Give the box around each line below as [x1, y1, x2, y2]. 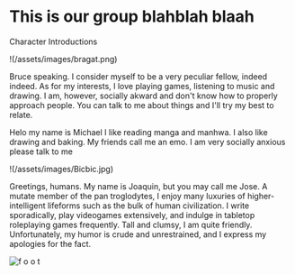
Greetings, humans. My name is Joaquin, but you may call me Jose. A [9, 180, 268, 191]
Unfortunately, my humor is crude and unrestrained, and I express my [9, 228, 267, 240]
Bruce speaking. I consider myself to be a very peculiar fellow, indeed [9, 70, 268, 82]
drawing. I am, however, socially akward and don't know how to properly [9, 90, 279, 101]
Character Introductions [9, 36, 98, 47]
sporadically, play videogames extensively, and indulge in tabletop [9, 209, 255, 220]
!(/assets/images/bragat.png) [9, 53, 118, 64]
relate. [9, 109, 33, 120]
